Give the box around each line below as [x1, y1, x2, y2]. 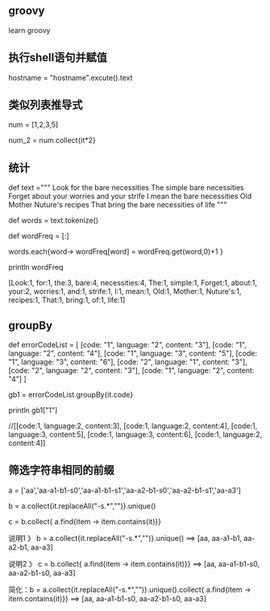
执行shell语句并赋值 [8, 51, 107, 64]
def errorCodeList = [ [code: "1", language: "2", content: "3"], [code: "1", [8, 340, 247, 350]
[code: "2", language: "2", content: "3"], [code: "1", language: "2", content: [8, 366, 255, 376]
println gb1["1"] [8, 405, 58, 415]
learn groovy [8, 25, 51, 35]
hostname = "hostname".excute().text [8, 73, 133, 82]
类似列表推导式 [8, 98, 83, 112]
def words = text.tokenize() [8, 215, 99, 226]
